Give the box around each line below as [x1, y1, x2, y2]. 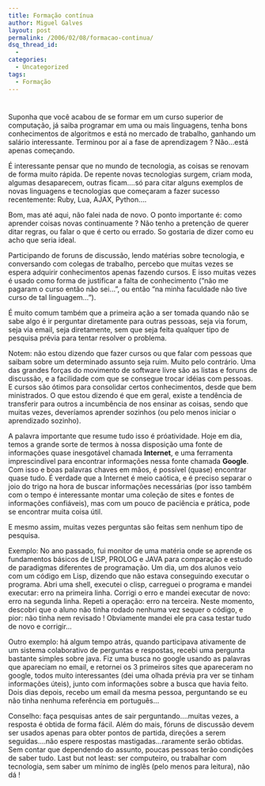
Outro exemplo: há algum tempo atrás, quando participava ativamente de [8, 636, 247, 646]
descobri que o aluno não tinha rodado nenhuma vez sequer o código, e [8, 605, 244, 614]
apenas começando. [8, 146, 75, 155]
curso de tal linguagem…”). [8, 292, 97, 302]
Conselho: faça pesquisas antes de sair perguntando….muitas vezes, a [8, 711, 239, 720]
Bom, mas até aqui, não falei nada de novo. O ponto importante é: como [8, 210, 243, 219]
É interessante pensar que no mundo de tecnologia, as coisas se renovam [8, 161, 249, 170]
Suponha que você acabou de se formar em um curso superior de [8, 112, 224, 121]
